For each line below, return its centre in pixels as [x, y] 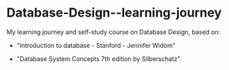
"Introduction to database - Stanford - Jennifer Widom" [96, 45]
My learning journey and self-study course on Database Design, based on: [113, 32]
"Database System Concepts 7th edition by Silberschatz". [99, 59]
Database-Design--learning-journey [114, 13]
